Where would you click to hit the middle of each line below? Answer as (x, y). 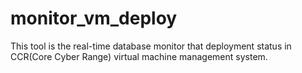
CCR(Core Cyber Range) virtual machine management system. (139, 56)
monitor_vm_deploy (94, 18)
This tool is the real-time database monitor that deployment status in (151, 46)
